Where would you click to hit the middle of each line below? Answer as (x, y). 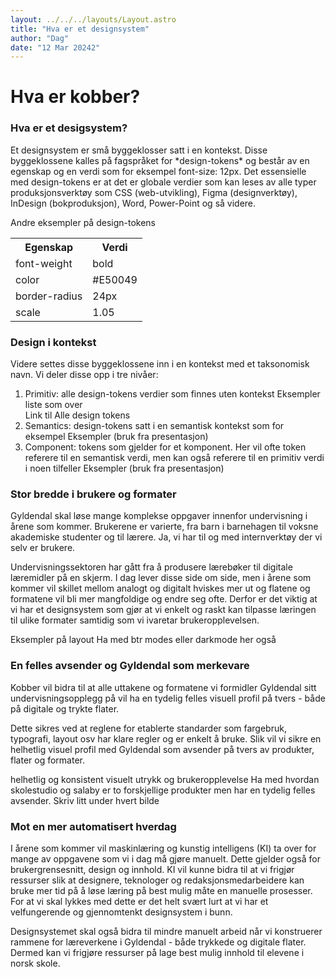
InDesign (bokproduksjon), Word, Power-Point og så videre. (133, 203)
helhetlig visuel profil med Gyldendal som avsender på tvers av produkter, (162, 749)
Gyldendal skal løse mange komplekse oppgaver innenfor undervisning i (159, 516)
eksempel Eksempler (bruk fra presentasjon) (116, 437)
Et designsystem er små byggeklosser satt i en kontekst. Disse (139, 150)
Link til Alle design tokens (77, 415)
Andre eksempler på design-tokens (83, 222)
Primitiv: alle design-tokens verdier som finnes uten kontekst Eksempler (172, 394)
